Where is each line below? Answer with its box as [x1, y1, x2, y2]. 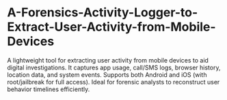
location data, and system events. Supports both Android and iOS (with [7, 70, 207, 79]
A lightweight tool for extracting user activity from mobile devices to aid [7, 56, 209, 64]
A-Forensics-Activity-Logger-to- [7, 5, 198, 20]
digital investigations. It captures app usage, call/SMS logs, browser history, [7, 63, 221, 71]
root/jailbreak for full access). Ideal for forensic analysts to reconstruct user [7, 78, 220, 86]
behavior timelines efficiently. [7, 85, 90, 93]
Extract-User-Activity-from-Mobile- [7, 19, 217, 35]
